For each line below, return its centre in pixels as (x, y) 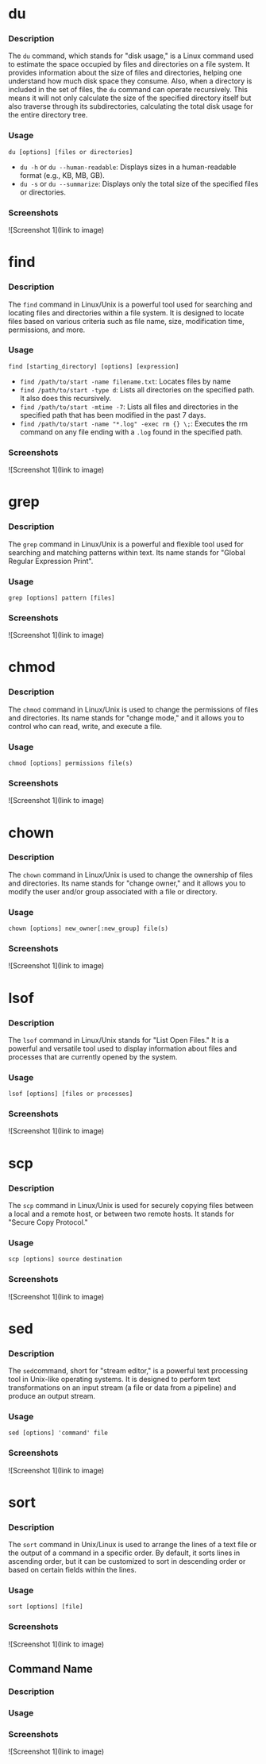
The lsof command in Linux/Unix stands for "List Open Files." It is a (119, 1040)
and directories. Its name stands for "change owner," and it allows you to (127, 883)
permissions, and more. (47, 330)
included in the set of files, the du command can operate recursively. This (128, 90)
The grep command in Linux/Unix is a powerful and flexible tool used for (126, 544)
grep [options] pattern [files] (62, 598)
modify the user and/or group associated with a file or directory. (113, 891)
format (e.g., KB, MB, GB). (62, 175)
